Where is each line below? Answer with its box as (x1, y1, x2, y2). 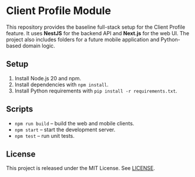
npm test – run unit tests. (14, 132, 75, 139)
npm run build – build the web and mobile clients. (14, 120, 135, 127)
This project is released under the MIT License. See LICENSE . (6, 165, 156, 172)
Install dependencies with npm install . (14, 81, 109, 88)
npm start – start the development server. (14, 126, 116, 133)
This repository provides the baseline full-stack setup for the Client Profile (6, 23, 186, 30)
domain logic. (22, 42, 56, 49)
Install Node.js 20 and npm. (14, 74, 81, 81)
